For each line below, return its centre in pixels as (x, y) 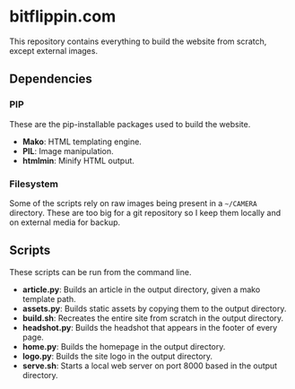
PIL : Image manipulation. (68, 151)
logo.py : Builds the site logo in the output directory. (117, 356)
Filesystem (34, 184)
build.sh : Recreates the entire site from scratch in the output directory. (153, 318)
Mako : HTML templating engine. (82, 142)
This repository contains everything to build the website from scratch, (138, 41)
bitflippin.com (63, 17)
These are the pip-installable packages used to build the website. (130, 124)
